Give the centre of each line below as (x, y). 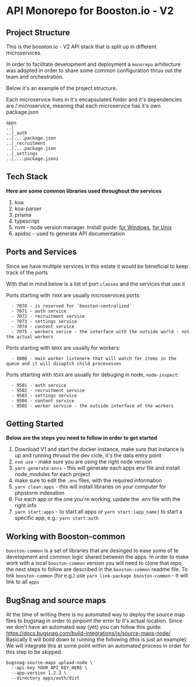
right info (25, 505)
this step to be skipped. (34, 652)
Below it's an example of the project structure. (62, 88)
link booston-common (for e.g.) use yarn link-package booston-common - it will (97, 576)
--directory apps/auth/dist (46, 678)
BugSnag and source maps (56, 600)
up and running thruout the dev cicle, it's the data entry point (88, 455)
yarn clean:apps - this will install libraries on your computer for (90, 487)
